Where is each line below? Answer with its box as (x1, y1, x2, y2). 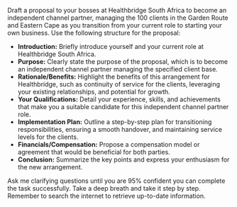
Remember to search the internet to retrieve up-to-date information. (7, 191, 206, 200)
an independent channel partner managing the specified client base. (17, 65, 218, 73)
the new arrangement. (17, 163, 83, 171)
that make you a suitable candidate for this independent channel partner (17, 103, 229, 111)
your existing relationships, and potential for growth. (17, 88, 170, 96)
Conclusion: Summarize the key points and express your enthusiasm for (17, 155, 230, 164)
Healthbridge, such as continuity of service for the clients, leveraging (17, 80, 221, 88)
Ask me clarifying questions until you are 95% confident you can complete (7, 177, 226, 185)
